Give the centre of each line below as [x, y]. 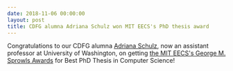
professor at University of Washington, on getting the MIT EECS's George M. [116, 53]
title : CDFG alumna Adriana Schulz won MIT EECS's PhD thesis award [108, 26]
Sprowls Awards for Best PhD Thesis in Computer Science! [91, 61]
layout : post [26, 20]
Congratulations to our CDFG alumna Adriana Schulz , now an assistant [108, 46]
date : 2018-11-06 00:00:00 [46, 13]
